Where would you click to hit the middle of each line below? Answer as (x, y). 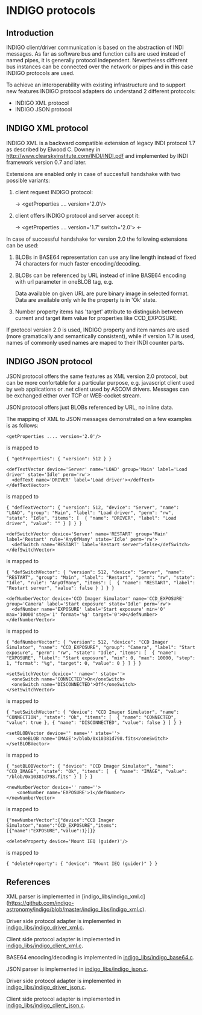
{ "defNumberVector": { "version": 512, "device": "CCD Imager (87, 642)
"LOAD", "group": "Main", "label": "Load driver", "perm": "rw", (90, 513)
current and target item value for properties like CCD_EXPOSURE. (96, 318)
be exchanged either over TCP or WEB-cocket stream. (74, 395)
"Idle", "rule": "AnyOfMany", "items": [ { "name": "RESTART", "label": (101, 583)
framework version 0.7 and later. (46, 162)
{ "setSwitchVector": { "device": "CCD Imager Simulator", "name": (93, 712)
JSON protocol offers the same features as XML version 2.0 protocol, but (97, 376)
